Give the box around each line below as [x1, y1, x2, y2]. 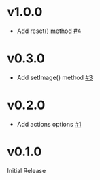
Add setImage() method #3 [16, 73, 93, 81]
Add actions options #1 [16, 120, 82, 128]
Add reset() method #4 [16, 27, 82, 35]
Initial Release [7, 166, 46, 175]
